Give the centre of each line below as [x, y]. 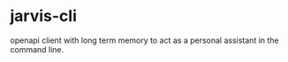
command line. [37, 49]
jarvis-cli [44, 16]
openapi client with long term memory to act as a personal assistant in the [144, 40]
